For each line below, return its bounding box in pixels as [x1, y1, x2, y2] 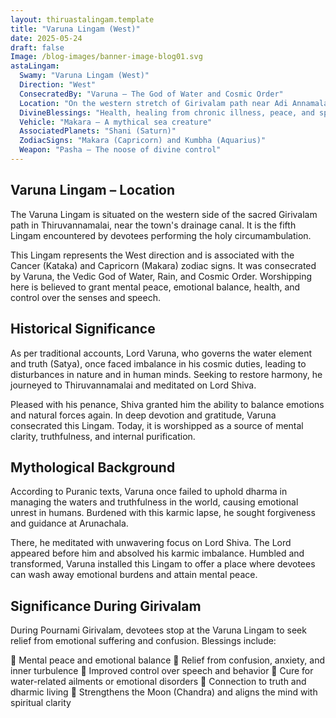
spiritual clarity [10, 697, 72, 709]
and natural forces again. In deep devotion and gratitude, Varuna [10, 409, 277, 421]
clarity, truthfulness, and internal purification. [10, 430, 196, 442]
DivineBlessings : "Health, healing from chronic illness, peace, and [19, 107, 315, 118]
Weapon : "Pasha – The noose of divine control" [19, 145, 222, 155]
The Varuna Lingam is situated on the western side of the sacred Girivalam [10, 208, 318, 220]
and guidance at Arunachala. [10, 517, 129, 530]
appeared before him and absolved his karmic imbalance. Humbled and [10, 547, 305, 560]
